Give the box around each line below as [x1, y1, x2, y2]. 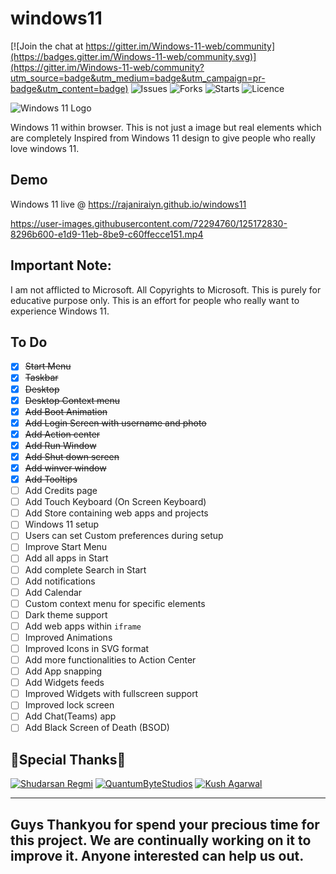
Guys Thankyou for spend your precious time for [10, 816, 320, 833]
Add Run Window [24, 439, 97, 451]
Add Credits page [24, 485, 98, 497]
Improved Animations [24, 631, 113, 643]
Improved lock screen [24, 699, 115, 711]
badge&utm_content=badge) [10, 82, 129, 94]
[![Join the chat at [10, 40, 84, 52]
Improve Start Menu [24, 541, 108, 553]
